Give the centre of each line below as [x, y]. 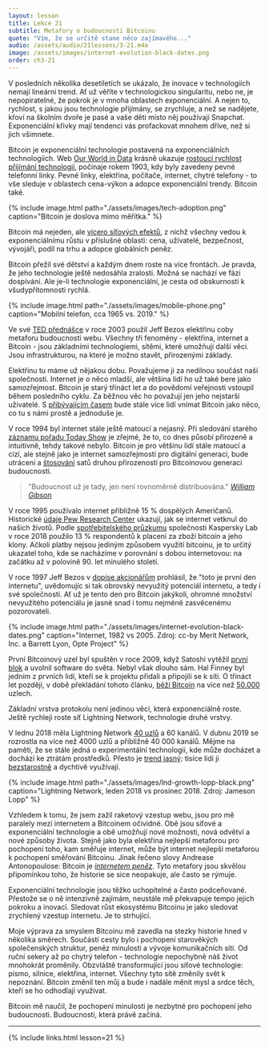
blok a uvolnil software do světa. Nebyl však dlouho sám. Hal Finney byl [126, 667]
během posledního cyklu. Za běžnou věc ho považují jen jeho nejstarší [124, 396]
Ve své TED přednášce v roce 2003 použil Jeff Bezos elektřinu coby [121, 329]
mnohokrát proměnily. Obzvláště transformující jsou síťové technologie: [126, 965]
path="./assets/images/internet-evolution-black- [164, 626]
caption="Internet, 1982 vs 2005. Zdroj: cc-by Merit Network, [148, 635]
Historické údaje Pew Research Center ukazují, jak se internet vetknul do [128, 519]
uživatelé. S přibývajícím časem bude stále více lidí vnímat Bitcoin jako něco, [134, 404]
